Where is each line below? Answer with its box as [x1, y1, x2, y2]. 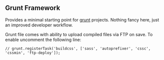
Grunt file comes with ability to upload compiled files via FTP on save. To [5, 31, 153, 37]
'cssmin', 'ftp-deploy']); [5, 50, 61, 55]
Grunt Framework [5, 4, 61, 12]
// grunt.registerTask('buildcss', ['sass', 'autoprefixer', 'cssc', [5, 46, 151, 51]
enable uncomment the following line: [5, 37, 81, 42]
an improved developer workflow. [5, 22, 73, 28]
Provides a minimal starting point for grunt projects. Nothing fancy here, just [5, 17, 159, 22]
